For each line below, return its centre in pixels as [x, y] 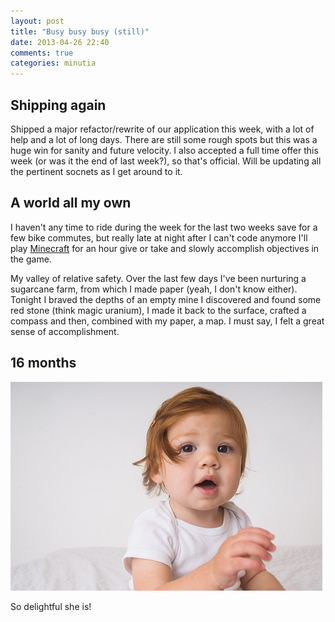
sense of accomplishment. [65, 331]
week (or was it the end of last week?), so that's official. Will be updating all [166, 161]
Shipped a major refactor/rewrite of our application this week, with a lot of [162, 129]
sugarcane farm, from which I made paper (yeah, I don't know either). [154, 289]
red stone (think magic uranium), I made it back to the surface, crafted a [158, 310]
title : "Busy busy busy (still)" [80, 31]
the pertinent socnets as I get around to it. [96, 171]
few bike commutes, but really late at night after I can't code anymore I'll [159, 237]
